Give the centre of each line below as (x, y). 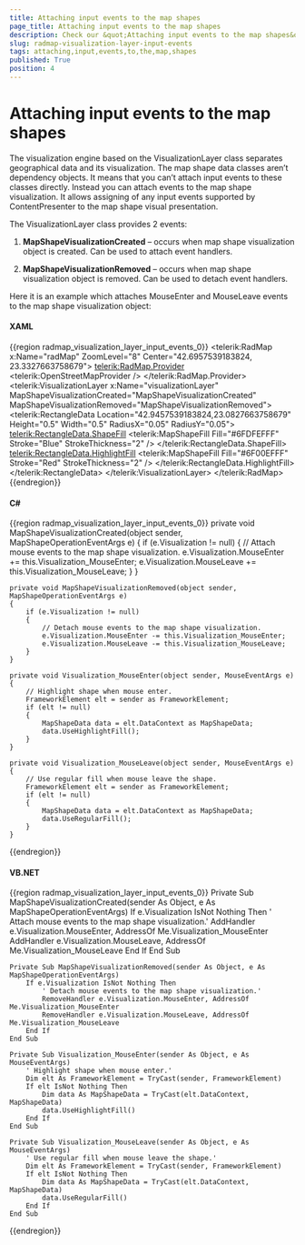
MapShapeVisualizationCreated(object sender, (96, 533)
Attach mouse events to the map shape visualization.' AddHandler (133, 922)
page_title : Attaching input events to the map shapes (115, 26)
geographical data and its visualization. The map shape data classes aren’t (149, 167)
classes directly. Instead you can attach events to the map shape (131, 186)
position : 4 (32, 69)
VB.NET (25, 872)
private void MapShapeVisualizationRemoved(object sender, (123, 588)
